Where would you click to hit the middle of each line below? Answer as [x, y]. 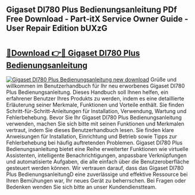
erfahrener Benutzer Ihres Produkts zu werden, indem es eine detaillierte [95, 98]
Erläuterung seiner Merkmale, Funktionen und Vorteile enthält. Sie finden [95, 105]
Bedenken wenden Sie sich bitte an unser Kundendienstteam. [81, 187]
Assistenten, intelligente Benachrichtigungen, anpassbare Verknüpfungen [97, 155]
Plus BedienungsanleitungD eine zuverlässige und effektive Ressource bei [97, 174]
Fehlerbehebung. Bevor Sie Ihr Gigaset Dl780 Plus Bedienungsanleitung [94, 117]
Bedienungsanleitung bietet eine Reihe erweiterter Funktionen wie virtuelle [97, 149]
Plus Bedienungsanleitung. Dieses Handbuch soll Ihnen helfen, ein [87, 92]
